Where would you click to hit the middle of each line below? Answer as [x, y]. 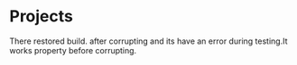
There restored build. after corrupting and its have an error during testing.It [148, 41]
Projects [42, 16]
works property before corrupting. [73, 50]
